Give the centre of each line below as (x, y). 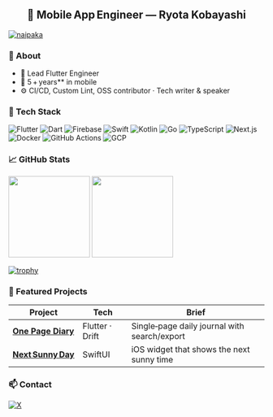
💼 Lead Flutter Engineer (60, 73)
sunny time (152, 360)
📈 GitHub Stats (39, 159)
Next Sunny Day (43, 354)
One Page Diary (43, 331)
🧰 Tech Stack (35, 112)
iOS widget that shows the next (191, 349)
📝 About (25, 55)
